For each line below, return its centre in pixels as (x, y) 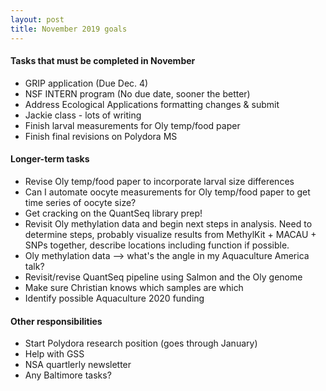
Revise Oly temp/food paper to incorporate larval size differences (159, 181)
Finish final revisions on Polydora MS (101, 136)
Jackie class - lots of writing (83, 115)
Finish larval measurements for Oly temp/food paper (132, 125)
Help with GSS (54, 354)
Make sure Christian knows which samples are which (134, 287)
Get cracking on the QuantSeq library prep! (113, 213)
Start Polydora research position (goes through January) (141, 343)
